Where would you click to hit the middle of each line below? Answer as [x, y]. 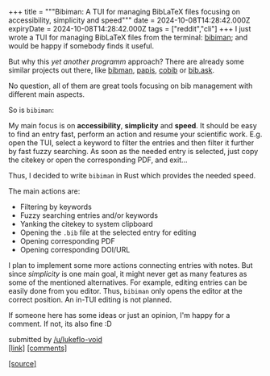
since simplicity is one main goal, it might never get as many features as [128, 274]
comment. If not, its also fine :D [60, 324]
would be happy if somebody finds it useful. [81, 46]
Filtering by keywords [56, 207]
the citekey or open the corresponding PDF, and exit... [98, 160]
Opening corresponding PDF [67, 241]
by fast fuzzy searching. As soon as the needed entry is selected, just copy [133, 151]
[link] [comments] [38, 348]
